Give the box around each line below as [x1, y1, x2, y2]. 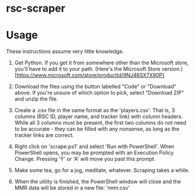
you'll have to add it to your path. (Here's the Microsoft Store [14, 66, 161, 73]
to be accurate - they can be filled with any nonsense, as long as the [14, 125, 180, 133]
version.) [161, 66, 183, 73]
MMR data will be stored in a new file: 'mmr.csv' [14, 184, 130, 191]
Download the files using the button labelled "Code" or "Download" [14, 83, 177, 90]
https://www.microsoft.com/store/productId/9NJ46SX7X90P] [16, 72, 165, 79]
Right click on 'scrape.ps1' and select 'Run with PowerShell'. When [14, 143, 175, 150]
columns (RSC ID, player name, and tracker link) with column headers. [14, 113, 183, 120]
